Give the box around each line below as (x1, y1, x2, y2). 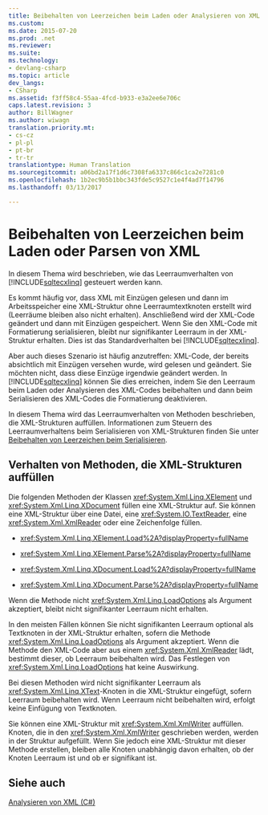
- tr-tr (8, 153, 35, 161)
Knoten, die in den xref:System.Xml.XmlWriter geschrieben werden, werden (8, 727, 259, 737)
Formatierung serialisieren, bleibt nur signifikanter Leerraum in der (8, 327, 228, 336)
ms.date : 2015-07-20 (8, 26, 78, 35)
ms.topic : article (8, 71, 70, 79)
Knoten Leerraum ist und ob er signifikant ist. (8, 752, 158, 763)
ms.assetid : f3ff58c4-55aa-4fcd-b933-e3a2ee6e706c (8, 94, 181, 102)
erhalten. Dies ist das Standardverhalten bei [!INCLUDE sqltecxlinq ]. (36, 335, 259, 345)
